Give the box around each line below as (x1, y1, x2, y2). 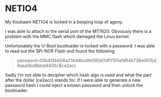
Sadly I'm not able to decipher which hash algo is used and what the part (5, 72, 152, 78)
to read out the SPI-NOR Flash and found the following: (5, 48, 116, 54)
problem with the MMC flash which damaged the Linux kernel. (5, 33, 130, 39)
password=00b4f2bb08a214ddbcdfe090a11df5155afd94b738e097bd (17, 57, 157, 63)
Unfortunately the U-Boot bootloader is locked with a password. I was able (5, 43, 155, 48)
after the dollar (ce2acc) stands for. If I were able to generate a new (5, 77, 141, 83)
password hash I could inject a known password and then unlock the (5, 82, 143, 88)
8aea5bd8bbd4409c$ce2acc (17, 63, 77, 68)
